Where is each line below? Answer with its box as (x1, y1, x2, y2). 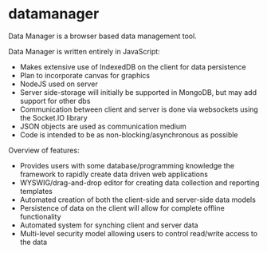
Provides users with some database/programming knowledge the (19, 160, 235, 170)
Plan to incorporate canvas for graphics (19, 70, 150, 80)
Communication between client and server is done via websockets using (19, 105, 259, 114)
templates (19, 186, 53, 196)
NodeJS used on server (19, 79, 98, 89)
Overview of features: (8, 145, 80, 155)
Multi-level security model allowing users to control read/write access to (19, 228, 257, 238)
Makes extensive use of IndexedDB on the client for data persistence (19, 61, 247, 72)
